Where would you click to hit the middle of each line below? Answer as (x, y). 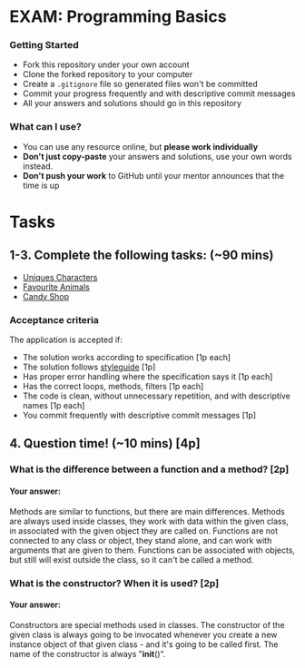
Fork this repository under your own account (106, 64)
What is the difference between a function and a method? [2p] (149, 469)
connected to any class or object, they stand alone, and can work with (141, 540)
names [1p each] (54, 406)
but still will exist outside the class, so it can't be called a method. (132, 559)
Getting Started (44, 45)
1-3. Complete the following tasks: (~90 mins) (142, 255)
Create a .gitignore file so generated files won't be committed (140, 84)
